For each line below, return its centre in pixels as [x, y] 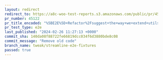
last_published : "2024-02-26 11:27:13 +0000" [51, 32]
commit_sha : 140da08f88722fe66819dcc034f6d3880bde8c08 [61, 37]
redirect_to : [18, 14]
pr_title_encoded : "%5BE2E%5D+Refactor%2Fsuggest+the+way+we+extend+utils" [83, 23]
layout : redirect [22, 9]
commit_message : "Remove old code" [41, 41]
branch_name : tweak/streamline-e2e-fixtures [50, 45]
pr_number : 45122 [22, 18]
